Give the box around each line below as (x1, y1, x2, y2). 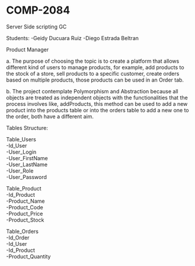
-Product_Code (6, 203, 43, 210)
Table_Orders (6, 228, 39, 235)
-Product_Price (6, 210, 43, 217)
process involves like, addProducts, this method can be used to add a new (6, 100, 188, 107)
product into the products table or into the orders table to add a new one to (6, 106, 189, 113)
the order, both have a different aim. (6, 113, 94, 120)
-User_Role (6, 167, 34, 174)
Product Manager (6, 46, 49, 53)
